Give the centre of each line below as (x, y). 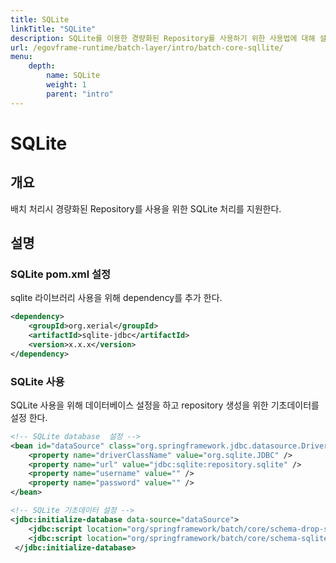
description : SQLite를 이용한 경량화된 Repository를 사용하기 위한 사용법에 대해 (163, 38)
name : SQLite (73, 76)
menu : (21, 57)
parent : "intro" (80, 94)
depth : (42, 66)
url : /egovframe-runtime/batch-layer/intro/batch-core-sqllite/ (147, 47)
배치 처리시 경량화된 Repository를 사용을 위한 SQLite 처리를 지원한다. (146, 208)
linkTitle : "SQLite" (53, 29)
